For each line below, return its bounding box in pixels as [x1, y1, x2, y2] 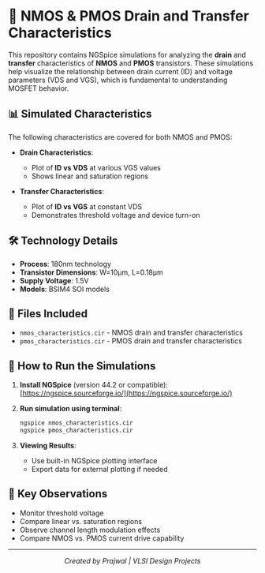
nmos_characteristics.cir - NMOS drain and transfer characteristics [19, 328, 243, 338]
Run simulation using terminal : [19, 404, 122, 414]
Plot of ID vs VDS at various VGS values [31, 163, 162, 172]
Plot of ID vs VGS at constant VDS [31, 201, 143, 212]
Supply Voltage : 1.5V [19, 275, 89, 285]
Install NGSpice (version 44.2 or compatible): [19, 380, 168, 390]
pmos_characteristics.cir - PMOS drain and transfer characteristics [19, 336, 243, 346]
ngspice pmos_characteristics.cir [19, 426, 133, 435]
